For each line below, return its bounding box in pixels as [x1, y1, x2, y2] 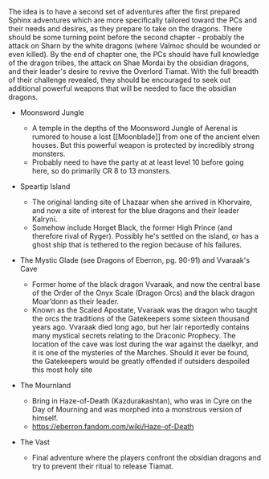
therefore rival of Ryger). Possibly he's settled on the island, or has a [31, 231, 259, 240]
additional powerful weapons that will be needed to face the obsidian [8, 84, 237, 93]
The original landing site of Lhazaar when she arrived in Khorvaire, [31, 197, 253, 207]
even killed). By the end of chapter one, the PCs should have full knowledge [8, 50, 259, 59]
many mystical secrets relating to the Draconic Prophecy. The [31, 331, 236, 340]
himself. [31, 413, 59, 423]
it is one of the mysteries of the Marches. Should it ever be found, [31, 348, 250, 357]
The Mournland [19, 381, 71, 390]
